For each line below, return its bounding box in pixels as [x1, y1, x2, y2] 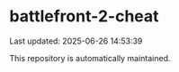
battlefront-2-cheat [9, 6, 159, 27]
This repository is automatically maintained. [9, 52, 171, 63]
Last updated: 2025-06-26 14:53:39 [9, 36, 143, 46]
